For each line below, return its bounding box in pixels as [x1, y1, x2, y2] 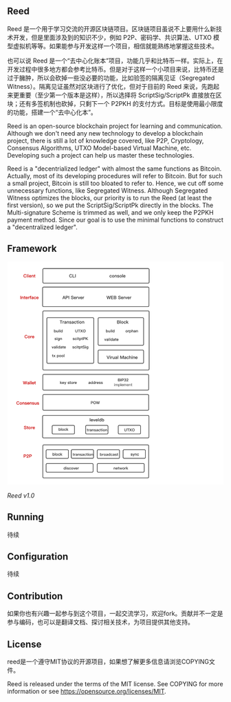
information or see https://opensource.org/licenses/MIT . [7, 688, 166, 696]
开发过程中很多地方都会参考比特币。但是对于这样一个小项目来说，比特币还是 [7, 65, 224, 73]
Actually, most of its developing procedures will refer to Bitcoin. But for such [7, 171, 223, 180]
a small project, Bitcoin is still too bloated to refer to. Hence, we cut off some [7, 179, 223, 187]
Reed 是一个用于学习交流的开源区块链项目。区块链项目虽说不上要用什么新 [7, 24, 217, 33]
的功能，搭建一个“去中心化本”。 [7, 108, 98, 116]
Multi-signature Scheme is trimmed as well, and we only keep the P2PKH [7, 208, 214, 216]
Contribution [7, 590, 63, 602]
